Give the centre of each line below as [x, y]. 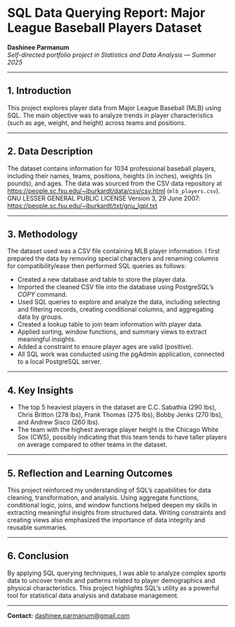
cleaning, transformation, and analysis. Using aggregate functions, [103, 497]
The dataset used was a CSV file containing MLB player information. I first [114, 251]
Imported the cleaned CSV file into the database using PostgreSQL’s [115, 287]
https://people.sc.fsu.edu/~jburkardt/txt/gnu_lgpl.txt [83, 206]
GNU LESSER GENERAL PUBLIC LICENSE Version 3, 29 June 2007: [104, 198]
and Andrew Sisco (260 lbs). [58, 422]
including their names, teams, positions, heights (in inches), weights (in [109, 176]
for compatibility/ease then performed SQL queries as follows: [97, 266]
